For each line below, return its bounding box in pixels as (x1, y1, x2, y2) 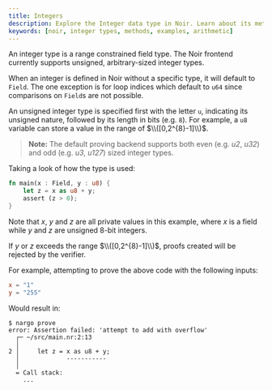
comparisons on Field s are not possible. (8, 91, 144, 101)
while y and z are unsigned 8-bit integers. (8, 225, 147, 235)
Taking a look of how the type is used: (8, 164, 136, 174)
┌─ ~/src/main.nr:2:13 (15, 333, 92, 341)
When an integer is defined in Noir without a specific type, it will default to (8, 74, 256, 84)
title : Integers (8, 11, 63, 20)
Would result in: (8, 303, 61, 313)
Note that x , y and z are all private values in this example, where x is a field (8, 216, 257, 226)
